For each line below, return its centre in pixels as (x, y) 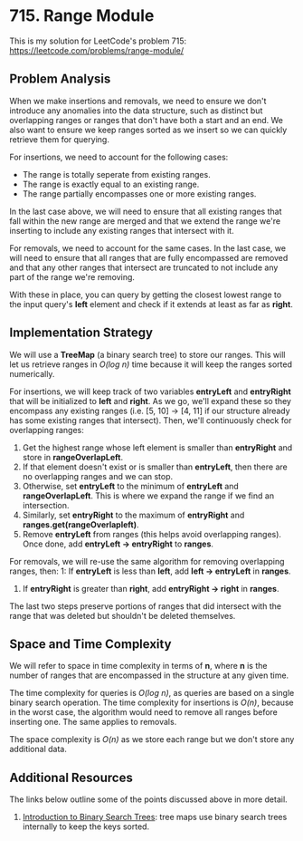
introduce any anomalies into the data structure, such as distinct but (136, 111)
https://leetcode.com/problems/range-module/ (97, 50)
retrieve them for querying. (60, 139)
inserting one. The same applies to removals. (93, 722)
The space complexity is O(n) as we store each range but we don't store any (152, 739)
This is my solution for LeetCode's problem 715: (98, 41)
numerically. (32, 373)
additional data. (38, 749)
